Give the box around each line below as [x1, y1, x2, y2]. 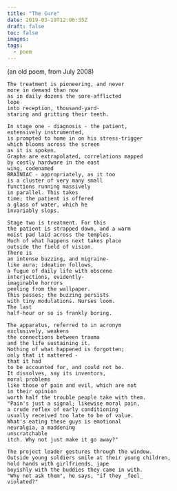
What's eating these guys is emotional [7, 418, 122, 425]
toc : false [7, 29, 39, 36]
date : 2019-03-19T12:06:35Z [7, 17, 88, 23]
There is [7, 249, 32, 256]
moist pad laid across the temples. [7, 231, 112, 238]
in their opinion [7, 388, 57, 395]
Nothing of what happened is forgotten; [7, 346, 125, 353]
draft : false [7, 23, 45, 30]
